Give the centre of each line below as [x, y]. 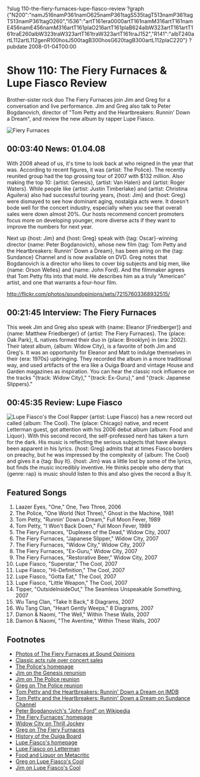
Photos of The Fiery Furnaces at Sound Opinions [75, 654]
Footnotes [26, 639]
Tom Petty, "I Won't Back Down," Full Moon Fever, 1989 [83, 526]
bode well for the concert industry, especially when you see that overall [94, 207]
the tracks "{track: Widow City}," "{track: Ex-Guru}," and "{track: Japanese [99, 377]
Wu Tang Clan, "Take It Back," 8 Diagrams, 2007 [75, 602]
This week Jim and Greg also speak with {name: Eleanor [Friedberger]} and [99, 327]
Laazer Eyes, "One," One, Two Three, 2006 [68, 507]
